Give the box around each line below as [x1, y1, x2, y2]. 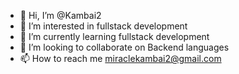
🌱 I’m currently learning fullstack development [19, 31, 210, 42]
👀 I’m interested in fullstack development [19, 20, 188, 32]
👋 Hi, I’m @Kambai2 [19, 10, 102, 21]
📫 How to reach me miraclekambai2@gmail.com [19, 53, 222, 64]
